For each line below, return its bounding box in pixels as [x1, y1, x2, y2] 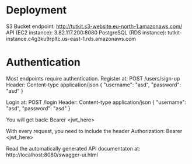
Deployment [6, 4, 67, 17]
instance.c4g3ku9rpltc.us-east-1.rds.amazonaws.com [6, 35, 136, 42]
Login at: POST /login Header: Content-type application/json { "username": [6, 99, 187, 106]
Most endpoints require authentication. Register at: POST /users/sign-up [6, 75, 180, 82]
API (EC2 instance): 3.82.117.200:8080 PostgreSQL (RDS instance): [6, 29, 166, 36]
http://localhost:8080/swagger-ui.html [6, 151, 98, 158]
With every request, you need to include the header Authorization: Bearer [6, 127, 183, 134]
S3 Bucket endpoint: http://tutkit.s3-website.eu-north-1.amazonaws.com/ [6, 23, 183, 30]
